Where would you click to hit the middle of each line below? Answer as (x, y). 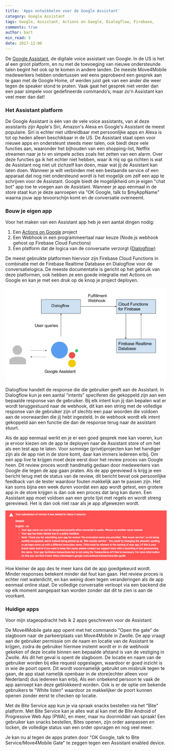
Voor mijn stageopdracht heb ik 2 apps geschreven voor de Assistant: (79, 620)
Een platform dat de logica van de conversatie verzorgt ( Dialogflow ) (84, 249)
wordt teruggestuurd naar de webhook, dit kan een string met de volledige (84, 406)
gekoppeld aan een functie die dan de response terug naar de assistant (81, 423)
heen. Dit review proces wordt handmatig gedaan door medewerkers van (82, 465)
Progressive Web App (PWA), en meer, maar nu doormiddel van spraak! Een (85, 717)
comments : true (21, 27)
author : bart (19, 33)
